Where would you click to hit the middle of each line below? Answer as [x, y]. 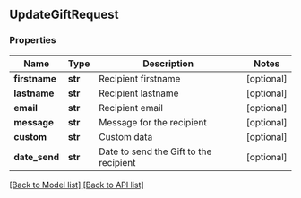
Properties [33, 40]
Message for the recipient [153, 122]
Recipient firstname [139, 78]
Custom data [125, 136]
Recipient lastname [138, 93]
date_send [37, 157]
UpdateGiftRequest [64, 15]
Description [168, 64]
